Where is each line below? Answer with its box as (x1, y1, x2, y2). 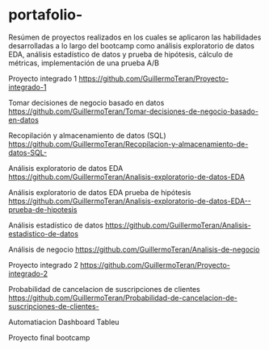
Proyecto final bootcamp (8, 332, 90, 342)
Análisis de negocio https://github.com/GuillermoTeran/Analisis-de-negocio (8, 244, 260, 254)
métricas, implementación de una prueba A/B (8, 58, 160, 68)
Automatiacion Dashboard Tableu (8, 317, 120, 327)
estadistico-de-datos (8, 228, 79, 239)
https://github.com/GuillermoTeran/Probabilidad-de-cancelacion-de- (8, 293, 238, 302)
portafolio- (8, 6, 83, 24)
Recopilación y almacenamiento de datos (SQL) (8, 131, 166, 140)
